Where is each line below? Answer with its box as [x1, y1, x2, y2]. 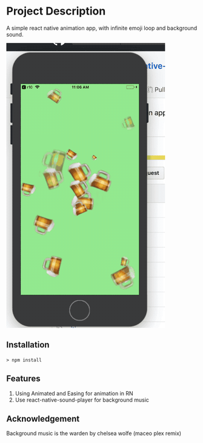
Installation [6, 340, 50, 350]
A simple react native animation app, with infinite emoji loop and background [6, 24, 198, 32]
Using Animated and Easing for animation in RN [15, 390, 133, 397]
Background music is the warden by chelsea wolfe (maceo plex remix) [6, 430, 182, 437]
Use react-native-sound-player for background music [15, 396, 150, 404]
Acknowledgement [6, 413, 80, 424]
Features [6, 374, 41, 384]
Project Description [6, 4, 106, 18]
